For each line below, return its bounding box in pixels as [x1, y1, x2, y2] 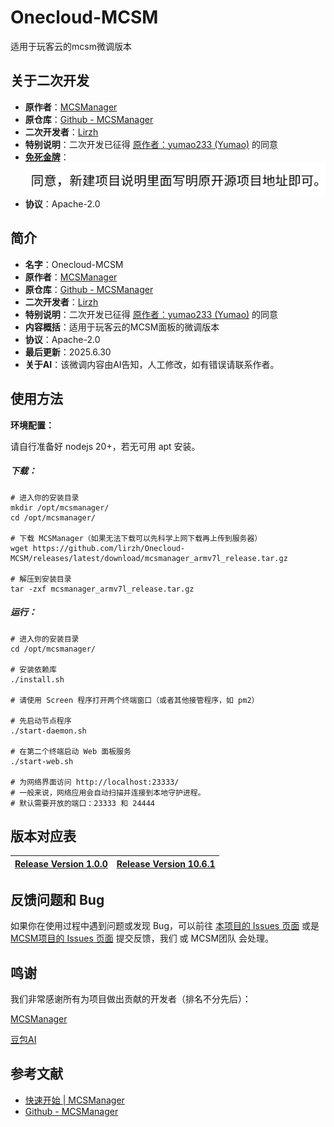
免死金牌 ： [24, 151, 70, 163]
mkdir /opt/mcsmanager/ [10, 502, 110, 513]
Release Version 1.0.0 [14, 857, 108, 870]
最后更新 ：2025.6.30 [24, 346, 112, 358]
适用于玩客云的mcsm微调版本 [10, 40, 132, 52]
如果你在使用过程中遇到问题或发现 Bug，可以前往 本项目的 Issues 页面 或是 [10, 920, 320, 932]
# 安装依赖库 [10, 664, 57, 675]
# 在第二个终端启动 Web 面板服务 [10, 746, 132, 756]
